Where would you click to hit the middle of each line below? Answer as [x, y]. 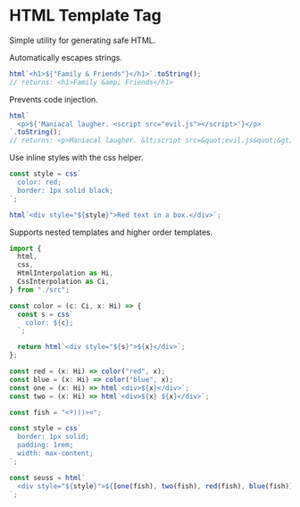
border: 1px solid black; [66, 190]
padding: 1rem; [46, 445]
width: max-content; [55, 453]
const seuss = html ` [48, 478]
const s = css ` [46, 314]
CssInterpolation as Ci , [63, 282]
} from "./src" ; [39, 290]
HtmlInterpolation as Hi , [66, 273]
